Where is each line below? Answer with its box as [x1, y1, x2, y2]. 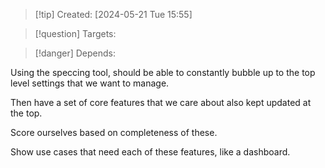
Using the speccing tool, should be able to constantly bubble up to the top [10, 67, 316, 78]
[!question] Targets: [34, 28, 117, 39]
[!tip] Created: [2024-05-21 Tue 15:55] [34, 9, 193, 20]
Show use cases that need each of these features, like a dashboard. [10, 146, 291, 158]
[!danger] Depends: [34, 47, 116, 59]
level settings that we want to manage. [10, 77, 170, 89]
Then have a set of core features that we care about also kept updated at [10, 97, 312, 108]
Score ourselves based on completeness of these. [10, 127, 218, 138]
